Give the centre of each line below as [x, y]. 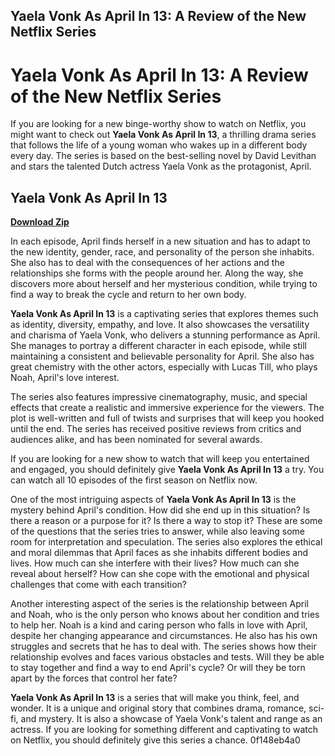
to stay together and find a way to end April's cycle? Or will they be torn [158, 668]
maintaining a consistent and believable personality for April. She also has [162, 356]
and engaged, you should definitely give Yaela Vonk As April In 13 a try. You [167, 470]
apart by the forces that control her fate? [94, 678]
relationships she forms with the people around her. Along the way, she [157, 273]
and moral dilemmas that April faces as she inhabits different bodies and [159, 553]
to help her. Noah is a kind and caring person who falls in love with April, [159, 625]
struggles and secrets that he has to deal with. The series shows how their [163, 646]
